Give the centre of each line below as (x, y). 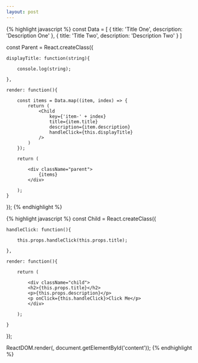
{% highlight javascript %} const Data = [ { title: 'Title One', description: (94, 29)
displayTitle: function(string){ (48, 58)
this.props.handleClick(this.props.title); (73, 240)
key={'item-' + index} (78, 116)
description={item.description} (90, 127)
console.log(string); (44, 69)
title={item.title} (73, 121)
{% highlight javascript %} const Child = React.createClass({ (81, 219)
